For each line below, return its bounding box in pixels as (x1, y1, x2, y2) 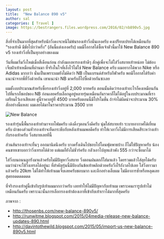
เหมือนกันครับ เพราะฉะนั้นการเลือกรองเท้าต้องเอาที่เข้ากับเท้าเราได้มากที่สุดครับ (5, 188, 130, 195)
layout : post (5, 7, 32, 12)
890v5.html (12, 229, 36, 235)
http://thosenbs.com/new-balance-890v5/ (12, 208, 98, 214)
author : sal (5, 16, 30, 21)
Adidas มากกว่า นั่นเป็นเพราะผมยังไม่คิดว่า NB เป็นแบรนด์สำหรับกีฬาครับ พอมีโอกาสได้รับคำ (5, 70, 156, 76)
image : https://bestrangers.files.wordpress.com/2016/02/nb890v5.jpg (5, 25, 150, 30)
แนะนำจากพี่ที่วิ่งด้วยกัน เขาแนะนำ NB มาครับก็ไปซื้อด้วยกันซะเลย (5, 76, 110, 82)
